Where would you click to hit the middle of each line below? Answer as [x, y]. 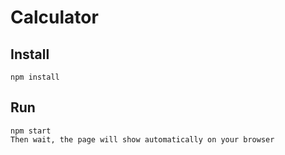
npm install [35, 77]
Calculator [54, 17]
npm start [31, 131]
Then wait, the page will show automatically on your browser [142, 139]
